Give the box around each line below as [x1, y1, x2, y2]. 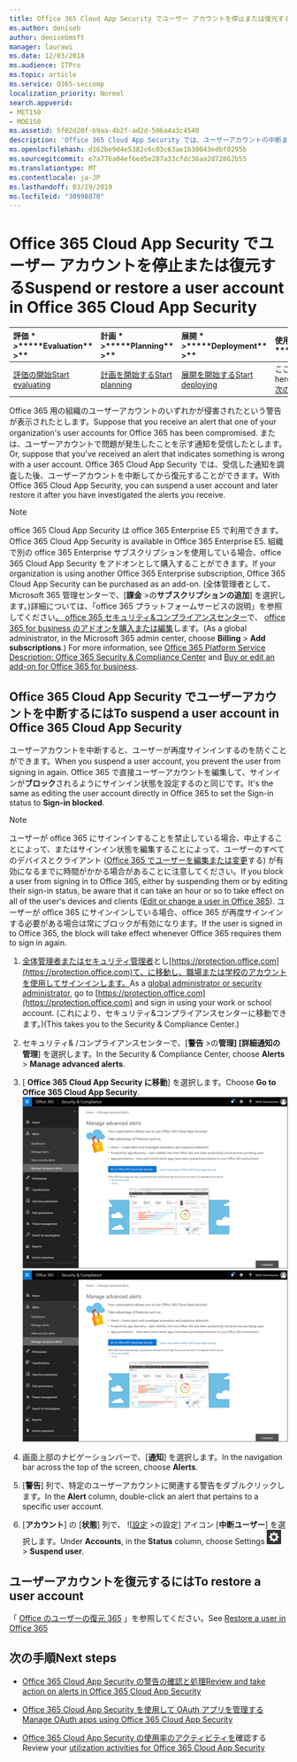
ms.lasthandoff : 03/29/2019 [9, 182, 113, 191]
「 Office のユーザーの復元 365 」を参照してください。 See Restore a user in [9, 1613, 286, 1624]
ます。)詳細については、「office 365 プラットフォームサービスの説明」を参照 [9, 601, 283, 611]
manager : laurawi [9, 43, 73, 51]
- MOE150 [9, 117, 42, 126]
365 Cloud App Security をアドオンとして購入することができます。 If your [9, 558, 277, 569]
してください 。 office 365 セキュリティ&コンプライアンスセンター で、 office [9, 612, 286, 623]
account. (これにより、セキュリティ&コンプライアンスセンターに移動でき [21, 1008, 287, 1019]
